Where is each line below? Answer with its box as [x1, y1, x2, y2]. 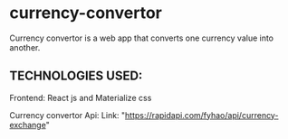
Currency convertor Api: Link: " [9, 109, 126, 120]
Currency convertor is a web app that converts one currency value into [9, 32, 274, 43]
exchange [9, 119, 47, 130]
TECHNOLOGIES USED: [9, 69, 143, 84]
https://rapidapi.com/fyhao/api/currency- [125, 109, 279, 120]
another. [9, 42, 41, 52]
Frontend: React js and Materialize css [9, 92, 152, 103]
